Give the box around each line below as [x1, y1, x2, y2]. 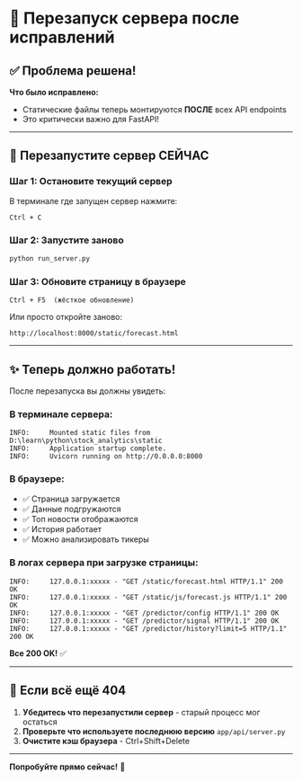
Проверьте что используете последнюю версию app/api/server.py [22, 725, 286, 736]
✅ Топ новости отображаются [22, 513, 138, 524]
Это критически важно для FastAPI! [22, 114, 160, 124]
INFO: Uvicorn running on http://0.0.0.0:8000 [9, 452, 203, 461]
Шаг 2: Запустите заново [9, 234, 124, 246]
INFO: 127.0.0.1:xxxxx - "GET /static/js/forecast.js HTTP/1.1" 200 [9, 592, 288, 601]
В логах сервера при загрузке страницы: [9, 556, 199, 569]
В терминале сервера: [9, 408, 113, 421]
